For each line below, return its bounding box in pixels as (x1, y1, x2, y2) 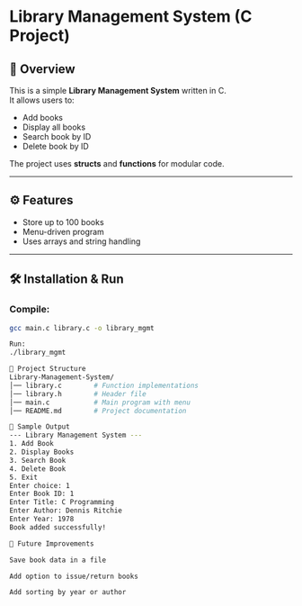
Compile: (9, 303, 50, 316)
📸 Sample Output (9, 422, 70, 431)
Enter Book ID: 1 (9, 489, 75, 499)
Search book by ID (22, 131, 92, 141)
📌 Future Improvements (9, 538, 94, 548)
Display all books (22, 122, 86, 132)
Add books (22, 113, 63, 122)
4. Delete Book (9, 464, 67, 474)
